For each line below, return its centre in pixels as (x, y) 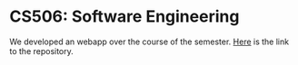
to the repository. (42, 51)
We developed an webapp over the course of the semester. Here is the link (149, 42)
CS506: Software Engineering (124, 17)
